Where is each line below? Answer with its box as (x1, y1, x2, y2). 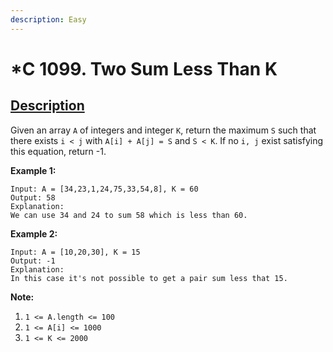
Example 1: (10, 164, 57, 176)
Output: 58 (10, 192, 56, 203)
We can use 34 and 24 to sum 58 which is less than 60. (10, 210, 248, 220)
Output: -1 (10, 256, 56, 266)
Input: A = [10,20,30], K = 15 (10, 247, 141, 257)
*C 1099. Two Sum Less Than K (10, 57, 278, 80)
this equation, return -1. (10, 145, 107, 157)
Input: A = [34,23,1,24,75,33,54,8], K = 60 (10, 184, 199, 194)
